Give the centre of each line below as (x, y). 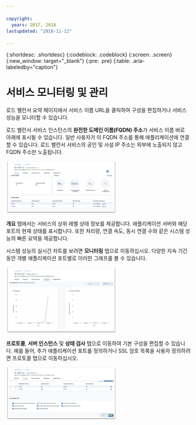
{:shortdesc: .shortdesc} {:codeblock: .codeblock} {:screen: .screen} (89, 55)
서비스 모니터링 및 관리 (57, 93)
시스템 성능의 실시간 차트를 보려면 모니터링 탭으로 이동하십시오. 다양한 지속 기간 (97, 251)
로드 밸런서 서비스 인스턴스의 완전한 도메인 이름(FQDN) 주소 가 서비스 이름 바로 (96, 130)
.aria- (138, 61)
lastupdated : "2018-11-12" (39, 31)
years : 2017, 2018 (34, 25)
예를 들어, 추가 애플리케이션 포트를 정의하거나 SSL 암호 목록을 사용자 (92, 351)
